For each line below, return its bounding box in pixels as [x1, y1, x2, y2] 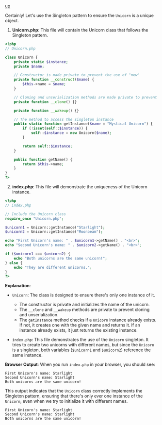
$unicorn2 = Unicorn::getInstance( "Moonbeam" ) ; [5, 229, 103, 234]
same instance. [12, 352, 43, 358]
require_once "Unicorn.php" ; [5, 216, 64, 221]
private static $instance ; [14, 59, 68, 64]
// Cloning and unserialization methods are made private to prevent [14, 95, 158, 100]
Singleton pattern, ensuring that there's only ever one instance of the [5, 393, 143, 399]
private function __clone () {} [14, 99, 77, 104]
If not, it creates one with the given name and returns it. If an [19, 322, 141, 328]
